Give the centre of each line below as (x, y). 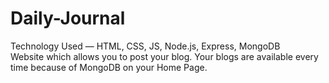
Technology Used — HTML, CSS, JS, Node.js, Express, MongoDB (145, 46)
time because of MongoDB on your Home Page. (109, 67)
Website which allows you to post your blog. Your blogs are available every (164, 56)
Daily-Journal (68, 18)
